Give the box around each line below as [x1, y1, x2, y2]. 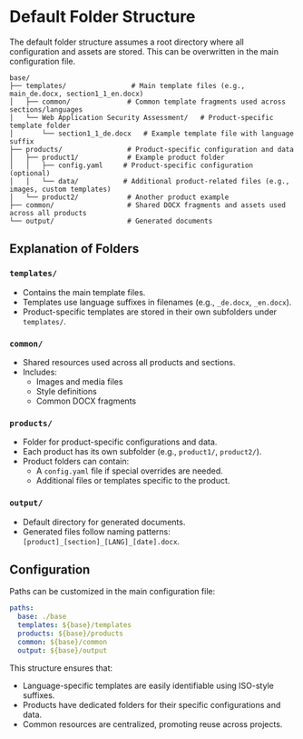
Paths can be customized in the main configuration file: [9, 586, 216, 597]
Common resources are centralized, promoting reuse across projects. [22, 718, 283, 729]
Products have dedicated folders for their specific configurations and [22, 699, 281, 710]
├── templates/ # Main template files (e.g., [9, 81, 246, 90]
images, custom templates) [9, 185, 112, 194]
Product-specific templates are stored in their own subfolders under [22, 306, 278, 317]
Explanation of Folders [9, 241, 140, 256]
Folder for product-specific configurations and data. [22, 436, 218, 447]
